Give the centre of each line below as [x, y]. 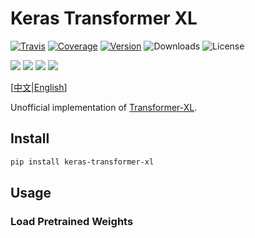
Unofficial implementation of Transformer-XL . [104, 107]
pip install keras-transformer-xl [82, 162]
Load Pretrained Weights [72, 221]
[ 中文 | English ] [39, 87]
